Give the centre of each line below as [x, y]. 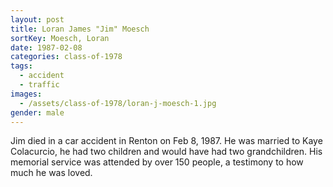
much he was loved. [51, 173]
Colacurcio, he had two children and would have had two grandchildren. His [166, 152]
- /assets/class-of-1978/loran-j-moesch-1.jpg [118, 103]
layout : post [37, 19]
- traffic [39, 85]
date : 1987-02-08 [46, 47]
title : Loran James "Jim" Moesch [80, 29]
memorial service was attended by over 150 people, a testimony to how [157, 162]
